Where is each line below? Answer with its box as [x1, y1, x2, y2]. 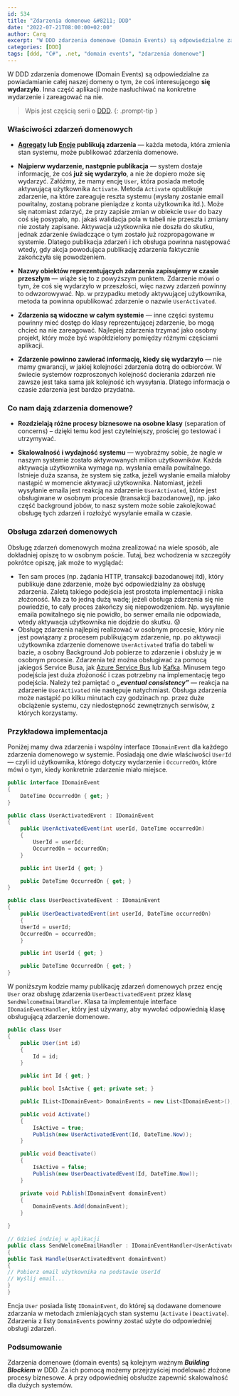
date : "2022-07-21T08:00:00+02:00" [7, 24, 113, 31]
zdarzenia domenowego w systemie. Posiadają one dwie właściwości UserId [7, 750, 232, 759]
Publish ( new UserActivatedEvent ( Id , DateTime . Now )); [33, 1131, 193, 1138]
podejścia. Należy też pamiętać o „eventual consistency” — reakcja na [17, 678, 230, 687]
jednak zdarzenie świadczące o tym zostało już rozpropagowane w [17, 230, 216, 239]
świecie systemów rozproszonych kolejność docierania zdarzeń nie [17, 370, 216, 379]
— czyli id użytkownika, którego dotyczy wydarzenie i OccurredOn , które [7, 758, 218, 767]
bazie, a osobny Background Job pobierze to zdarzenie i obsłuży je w [17, 647, 222, 657]
